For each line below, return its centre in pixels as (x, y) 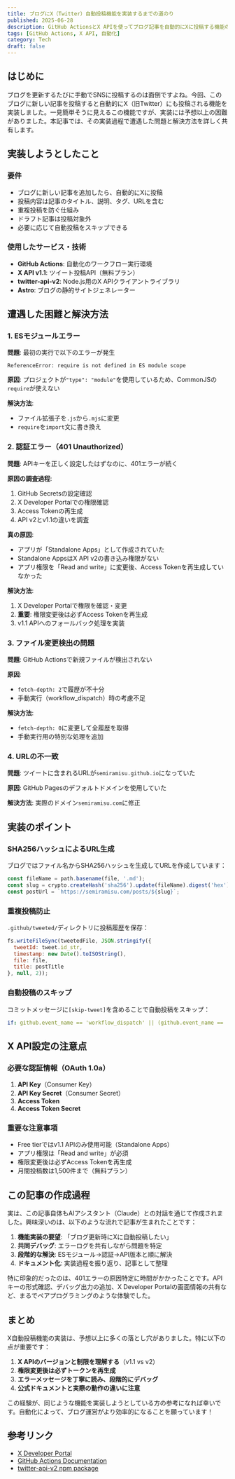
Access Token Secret (49, 1109)
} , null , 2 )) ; (28, 974)
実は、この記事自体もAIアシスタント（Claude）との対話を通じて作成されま (115, 1213)
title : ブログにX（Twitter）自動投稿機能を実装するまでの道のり (91, 14)
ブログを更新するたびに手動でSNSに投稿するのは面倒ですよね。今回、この (115, 95)
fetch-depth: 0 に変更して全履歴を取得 (73, 728)
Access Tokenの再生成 (50, 511)
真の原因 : (21, 534)
